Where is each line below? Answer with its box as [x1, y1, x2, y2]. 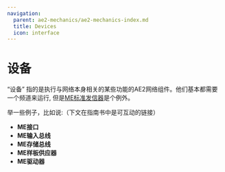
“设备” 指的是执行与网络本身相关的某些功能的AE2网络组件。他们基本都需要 [7, 85, 218, 94]
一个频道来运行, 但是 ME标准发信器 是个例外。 [7, 94, 134, 102]
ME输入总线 [16, 131, 51, 140]
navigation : [7, 10, 41, 17]
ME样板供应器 [16, 149, 57, 157]
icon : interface [13, 29, 60, 36]
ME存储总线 [16, 140, 51, 149]
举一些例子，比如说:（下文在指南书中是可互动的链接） [7, 108, 160, 117]
